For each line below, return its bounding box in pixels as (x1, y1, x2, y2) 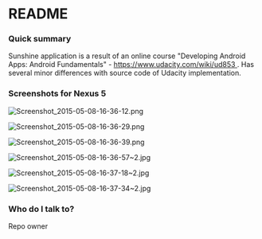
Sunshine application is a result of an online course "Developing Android (8, 51, 246, 61)
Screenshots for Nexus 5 (8, 88, 107, 100)
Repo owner (8, 221, 49, 231)
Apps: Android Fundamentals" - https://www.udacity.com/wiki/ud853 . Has (8, 60, 255, 69)
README (8, 5, 68, 23)
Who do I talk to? (8, 203, 75, 214)
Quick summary (8, 33, 72, 45)
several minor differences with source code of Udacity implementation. (8, 69, 241, 78)
